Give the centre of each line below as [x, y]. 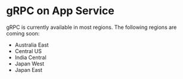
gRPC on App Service [61, 11]
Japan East [29, 70]
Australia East [32, 45]
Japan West [30, 64]
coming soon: [23, 33]
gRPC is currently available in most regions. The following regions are [91, 27]
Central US [28, 51]
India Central [30, 57]
